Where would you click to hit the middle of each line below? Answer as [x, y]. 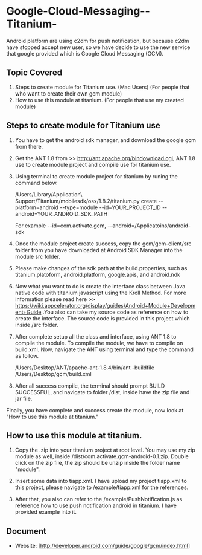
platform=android [37, 207]
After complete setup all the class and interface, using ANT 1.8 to [96, 336]
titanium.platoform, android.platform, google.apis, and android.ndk [98, 274]
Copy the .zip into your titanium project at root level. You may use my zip [105, 450]
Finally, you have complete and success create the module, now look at [95, 410]
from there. [29, 146]
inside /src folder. [37, 325]
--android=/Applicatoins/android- [149, 226]
